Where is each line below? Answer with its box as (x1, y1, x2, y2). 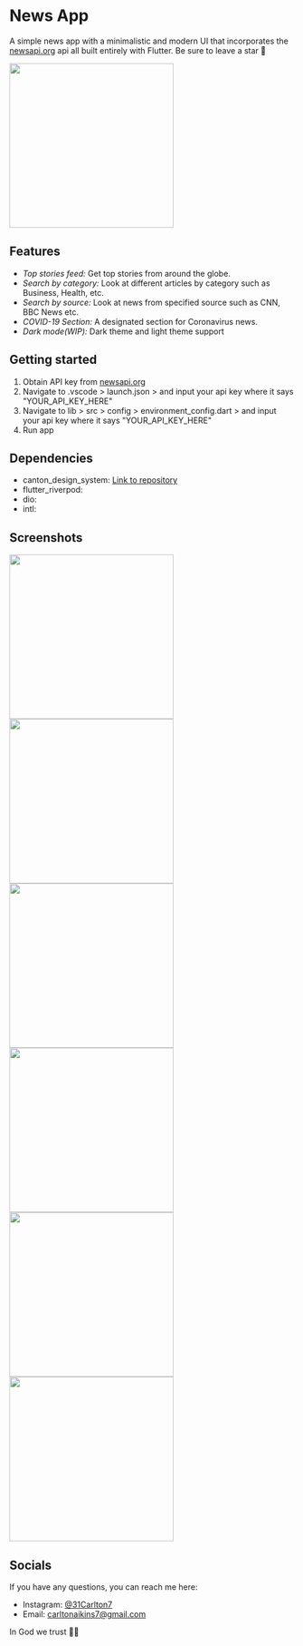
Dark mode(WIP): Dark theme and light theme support (22, 326, 224, 337)
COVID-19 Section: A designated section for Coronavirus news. (22, 316, 258, 327)
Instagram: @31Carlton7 (22, 1599, 113, 1610)
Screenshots (9, 530, 83, 545)
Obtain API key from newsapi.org (22, 376, 147, 387)
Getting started (9, 352, 98, 367)
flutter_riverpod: (22, 485, 83, 495)
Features (9, 244, 61, 260)
